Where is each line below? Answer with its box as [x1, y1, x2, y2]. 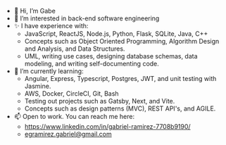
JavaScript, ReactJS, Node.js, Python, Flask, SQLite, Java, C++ [24, 30, 208, 38]
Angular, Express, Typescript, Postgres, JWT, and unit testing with [24, 75, 217, 82]
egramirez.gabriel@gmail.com [24, 130, 112, 138]
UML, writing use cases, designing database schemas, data [24, 52, 199, 60]
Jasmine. [24, 82, 51, 90]
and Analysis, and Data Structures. [24, 44, 125, 53]
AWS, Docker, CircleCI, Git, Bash [24, 89, 119, 98]
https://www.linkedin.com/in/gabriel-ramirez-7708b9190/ [24, 122, 192, 130]
